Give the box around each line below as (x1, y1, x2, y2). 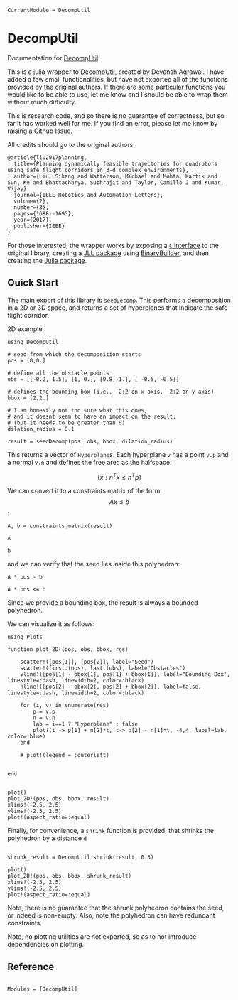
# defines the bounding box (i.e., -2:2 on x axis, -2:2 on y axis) (7, 388, 215, 395)
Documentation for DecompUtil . (7, 53, 101, 62)
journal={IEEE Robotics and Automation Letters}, (13, 191, 163, 198)
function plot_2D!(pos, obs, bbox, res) (7, 646, 129, 653)
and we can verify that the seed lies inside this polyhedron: (7, 560, 180, 569)
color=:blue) (7, 733, 46, 741)
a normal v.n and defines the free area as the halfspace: (7, 458, 172, 466)
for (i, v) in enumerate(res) (20, 702, 110, 709)
